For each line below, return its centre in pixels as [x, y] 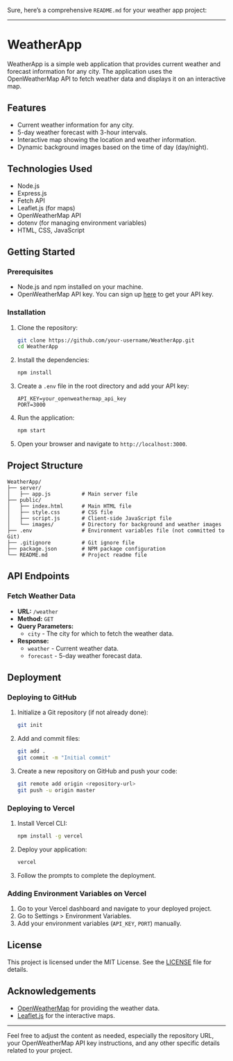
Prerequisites [30, 272]
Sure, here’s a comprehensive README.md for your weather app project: [107, 10]
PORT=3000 [32, 405]
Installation [27, 313]
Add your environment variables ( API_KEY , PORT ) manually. [99, 923]
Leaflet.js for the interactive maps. [66, 1015]
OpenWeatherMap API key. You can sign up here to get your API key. [115, 294]
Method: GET [35, 618]
